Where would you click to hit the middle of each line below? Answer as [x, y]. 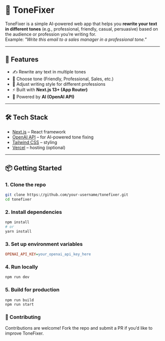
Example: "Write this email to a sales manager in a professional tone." [76, 39]
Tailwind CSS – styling [35, 142]
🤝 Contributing [23, 317]
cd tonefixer [18, 200]
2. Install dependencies [34, 212]
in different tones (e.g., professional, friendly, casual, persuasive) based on [82, 29]
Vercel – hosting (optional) [39, 147]
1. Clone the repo [26, 184]
